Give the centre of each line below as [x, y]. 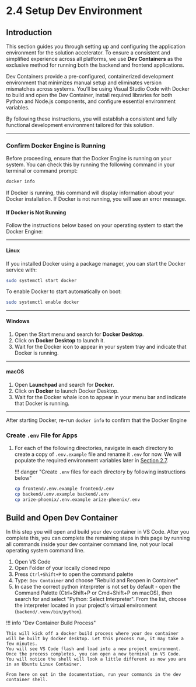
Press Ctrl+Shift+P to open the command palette [74, 574]
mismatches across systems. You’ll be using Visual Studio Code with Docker [98, 89]
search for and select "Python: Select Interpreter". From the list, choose [100, 599]
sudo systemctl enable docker [43, 303]
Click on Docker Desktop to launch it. [60, 340]
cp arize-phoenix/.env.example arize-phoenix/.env [77, 499]
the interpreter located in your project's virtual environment [85, 605]
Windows [18, 321]
